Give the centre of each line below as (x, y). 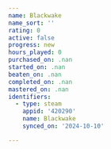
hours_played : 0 (35, 52)
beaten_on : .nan (35, 74)
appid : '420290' (50, 112)
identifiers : (30, 97)
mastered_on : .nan (38, 89)
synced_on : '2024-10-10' (63, 126)
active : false (32, 38)
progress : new (32, 45)
